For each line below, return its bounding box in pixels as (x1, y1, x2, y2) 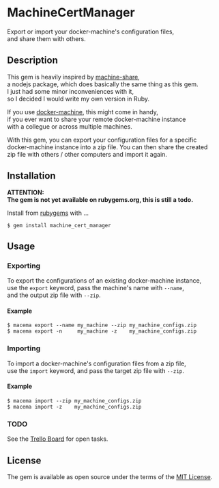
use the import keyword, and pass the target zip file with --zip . (7, 366, 184, 374)
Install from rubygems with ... (7, 209, 89, 217)
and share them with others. (7, 34, 87, 42)
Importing (7, 344, 41, 353)
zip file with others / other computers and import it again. (7, 150, 167, 158)
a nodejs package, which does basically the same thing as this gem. (7, 80, 199, 88)
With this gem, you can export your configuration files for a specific (7, 136, 197, 144)
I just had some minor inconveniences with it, (7, 87, 134, 95)
